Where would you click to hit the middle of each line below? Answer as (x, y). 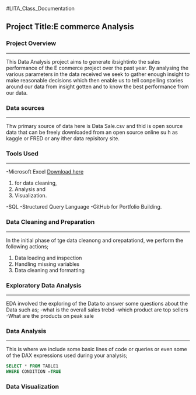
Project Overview (31, 43)
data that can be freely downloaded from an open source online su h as (92, 132)
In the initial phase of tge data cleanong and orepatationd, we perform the (95, 240)
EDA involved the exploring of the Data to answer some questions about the (97, 303)
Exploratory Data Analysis (44, 285)
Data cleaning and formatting (50, 270)
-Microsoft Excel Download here (45, 172)
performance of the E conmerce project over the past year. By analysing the (97, 68)
